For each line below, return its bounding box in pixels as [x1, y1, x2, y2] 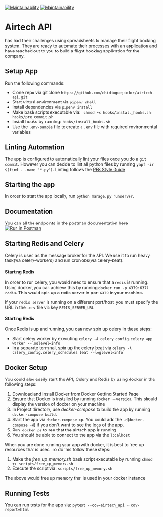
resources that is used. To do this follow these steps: [5, 447, 111, 453]
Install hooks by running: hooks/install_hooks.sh [12, 119, 111, 124]
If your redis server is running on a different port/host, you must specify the [5, 299, 158, 305]
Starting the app [5, 180, 55, 189]
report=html [5, 507, 29, 512]
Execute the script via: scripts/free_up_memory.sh [12, 465, 113, 471]
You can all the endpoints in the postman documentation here [5, 220, 128, 226]
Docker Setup [5, 363, 48, 372]
